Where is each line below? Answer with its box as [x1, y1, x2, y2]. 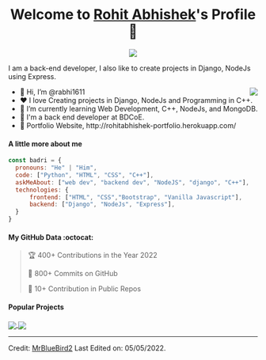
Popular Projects [8, 302, 65, 312]
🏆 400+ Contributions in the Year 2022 [27, 251, 158, 260]
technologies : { [15, 186, 69, 194]
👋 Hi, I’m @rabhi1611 [19, 87, 85, 97]
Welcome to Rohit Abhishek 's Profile [10, 6, 256, 24]
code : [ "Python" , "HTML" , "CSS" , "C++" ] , [15, 171, 154, 179]
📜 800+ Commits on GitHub [27, 269, 119, 279]
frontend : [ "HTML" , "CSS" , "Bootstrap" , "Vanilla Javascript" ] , [28, 193, 243, 201]
